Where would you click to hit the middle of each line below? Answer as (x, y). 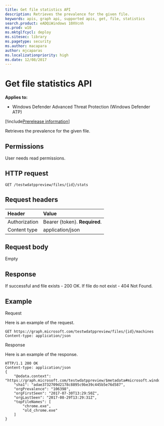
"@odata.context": (32, 376)
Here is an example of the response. (41, 355)
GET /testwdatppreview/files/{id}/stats (47, 185)
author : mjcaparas (24, 50)
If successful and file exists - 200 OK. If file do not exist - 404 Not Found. (79, 286)
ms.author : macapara (26, 46)
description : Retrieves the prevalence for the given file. (68, 14)
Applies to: (16, 97)
